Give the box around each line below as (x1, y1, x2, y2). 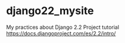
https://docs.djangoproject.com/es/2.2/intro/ (6, 29, 116, 37)
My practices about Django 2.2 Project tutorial (6, 24, 120, 31)
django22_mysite (6, 4, 94, 18)
